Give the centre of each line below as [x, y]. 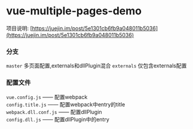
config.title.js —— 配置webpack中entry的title [66, 104]
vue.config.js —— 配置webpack [47, 97]
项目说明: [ [19, 28]
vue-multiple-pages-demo [74, 11]
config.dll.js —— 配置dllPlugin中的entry [58, 119]
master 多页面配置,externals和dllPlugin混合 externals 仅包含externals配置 [96, 66]
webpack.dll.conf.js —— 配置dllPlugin [54, 112]
